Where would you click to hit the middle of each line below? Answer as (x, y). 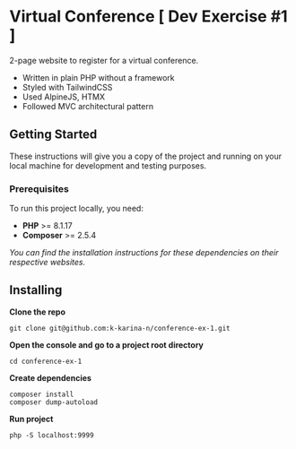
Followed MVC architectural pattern (88, 106)
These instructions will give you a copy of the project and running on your (146, 156)
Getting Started (53, 135)
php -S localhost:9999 (52, 435)
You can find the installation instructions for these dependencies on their (144, 253)
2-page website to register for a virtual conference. (104, 60)
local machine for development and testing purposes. (108, 165)
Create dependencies (51, 377)
